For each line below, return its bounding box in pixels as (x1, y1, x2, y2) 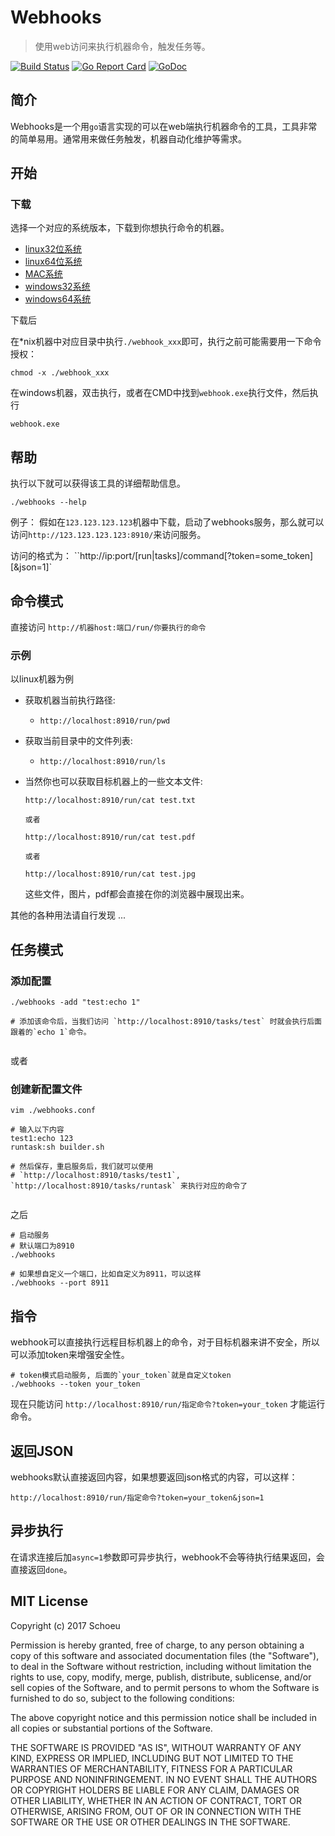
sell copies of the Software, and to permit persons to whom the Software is (10, 1681, 320, 1693)
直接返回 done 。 (10, 1563, 73, 1575)
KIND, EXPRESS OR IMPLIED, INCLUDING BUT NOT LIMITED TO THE (10, 1752, 294, 1764)
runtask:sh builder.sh (10, 1142, 105, 1153)
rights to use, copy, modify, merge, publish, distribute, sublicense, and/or (10, 1671, 312, 1683)
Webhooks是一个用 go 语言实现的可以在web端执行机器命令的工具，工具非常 (10, 120, 318, 132)
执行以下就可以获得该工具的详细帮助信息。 (10, 477, 186, 490)
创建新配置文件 (10, 1082, 83, 1096)
